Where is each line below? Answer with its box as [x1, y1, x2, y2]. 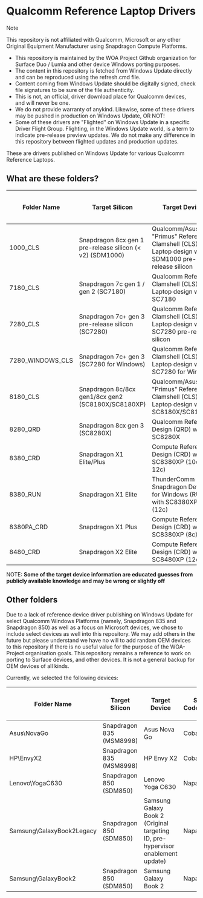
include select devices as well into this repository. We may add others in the [6, 630, 195, 637]
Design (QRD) [152, 425, 192, 434]
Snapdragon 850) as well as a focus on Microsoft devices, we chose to [6, 624, 183, 631]
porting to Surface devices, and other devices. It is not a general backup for [6, 656, 195, 663]
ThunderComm [152, 475, 195, 483]
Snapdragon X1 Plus [79, 523, 138, 531]
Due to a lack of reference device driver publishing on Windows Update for [6, 610, 193, 618]
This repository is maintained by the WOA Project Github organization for [14, 54, 197, 61]
